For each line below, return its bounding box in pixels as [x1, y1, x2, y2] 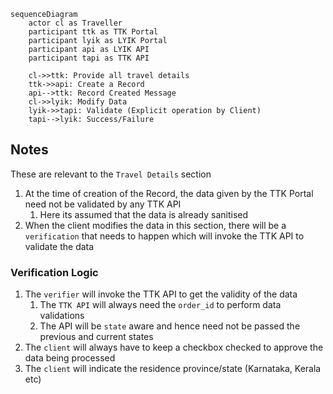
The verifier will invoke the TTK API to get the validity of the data [24, 288, 298, 300]
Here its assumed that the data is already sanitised [39, 208, 249, 220]
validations [39, 310, 85, 322]
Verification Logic [10, 265, 99, 279]
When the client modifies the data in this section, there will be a [24, 219, 287, 231]
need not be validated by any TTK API [24, 198, 182, 210]
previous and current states [39, 331, 154, 343]
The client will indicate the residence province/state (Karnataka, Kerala [24, 363, 322, 375]
